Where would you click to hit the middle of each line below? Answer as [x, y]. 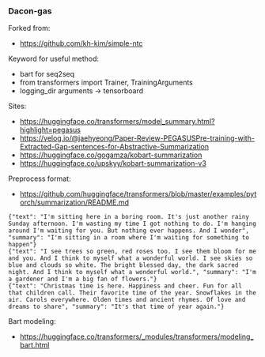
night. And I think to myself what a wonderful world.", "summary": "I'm [132, 272]
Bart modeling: [32, 321]
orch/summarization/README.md [74, 202]
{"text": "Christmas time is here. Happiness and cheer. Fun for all [125, 286]
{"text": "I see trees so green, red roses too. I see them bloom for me [132, 252]
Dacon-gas [30, 11]
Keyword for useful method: [54, 59]
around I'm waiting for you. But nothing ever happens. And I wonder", [129, 231]
